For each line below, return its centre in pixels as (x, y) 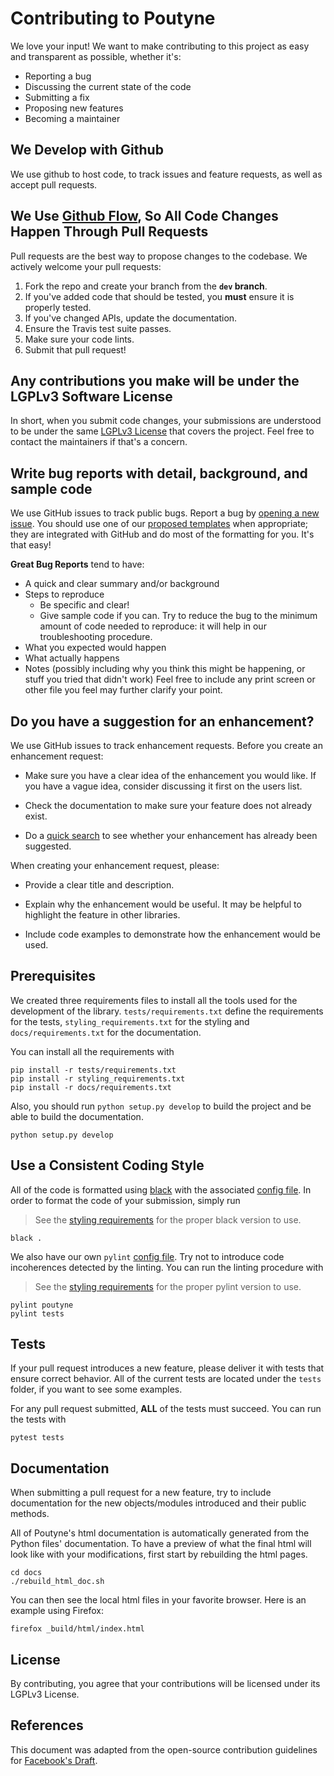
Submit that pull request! (75, 349)
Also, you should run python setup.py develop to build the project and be (161, 1106)
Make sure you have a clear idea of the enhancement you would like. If (170, 775)
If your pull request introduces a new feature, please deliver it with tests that (167, 1368)
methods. (30, 1514)
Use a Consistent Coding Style (107, 1165)
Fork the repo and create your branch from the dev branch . (146, 286)
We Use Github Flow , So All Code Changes (144, 216)
